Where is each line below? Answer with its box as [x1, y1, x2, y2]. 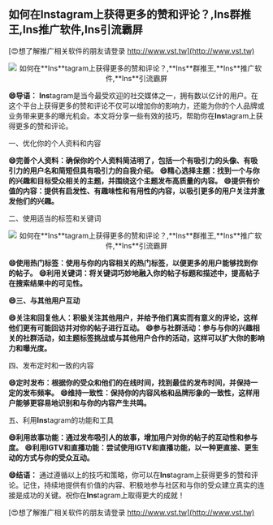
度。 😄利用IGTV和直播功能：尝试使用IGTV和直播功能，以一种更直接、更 [8, 442, 252, 452]
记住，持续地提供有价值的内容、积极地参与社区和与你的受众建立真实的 [22, 480, 258, 489]
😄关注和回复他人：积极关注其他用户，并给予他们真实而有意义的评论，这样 [8, 312, 258, 322]
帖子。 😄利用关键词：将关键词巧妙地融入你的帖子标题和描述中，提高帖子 [15, 268, 260, 278]
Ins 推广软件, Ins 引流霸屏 [23, 23, 144, 37]
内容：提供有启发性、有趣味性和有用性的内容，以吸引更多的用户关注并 [22, 186, 258, 196]
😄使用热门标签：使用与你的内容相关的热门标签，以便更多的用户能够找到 [8, 258, 251, 268]
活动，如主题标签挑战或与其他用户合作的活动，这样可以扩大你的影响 [36, 333, 265, 342]
